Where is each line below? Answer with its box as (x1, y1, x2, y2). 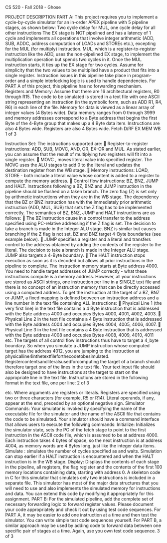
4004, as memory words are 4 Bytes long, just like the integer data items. (5, 443, 156, 448)
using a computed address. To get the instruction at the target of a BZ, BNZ (5, 290, 160, 295)
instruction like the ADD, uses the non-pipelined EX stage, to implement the (5, 51, 160, 57)
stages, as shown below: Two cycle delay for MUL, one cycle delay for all (5, 25, 156, 31)
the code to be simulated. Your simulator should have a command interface (5, 416, 160, 422)
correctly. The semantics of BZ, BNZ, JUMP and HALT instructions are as (5, 210, 156, 216)
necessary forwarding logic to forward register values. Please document (5, 501, 154, 507)
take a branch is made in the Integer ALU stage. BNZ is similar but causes (5, 226, 156, 232)
